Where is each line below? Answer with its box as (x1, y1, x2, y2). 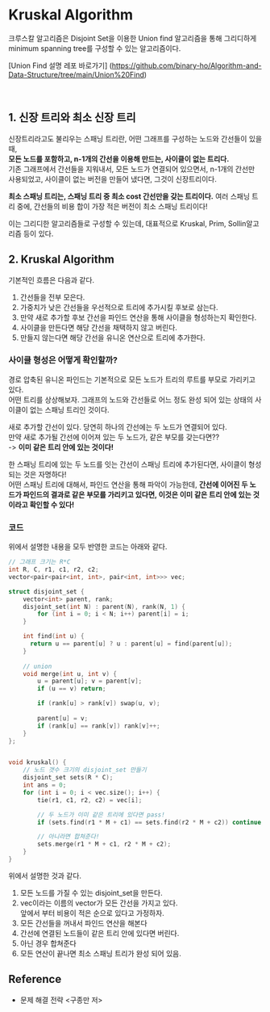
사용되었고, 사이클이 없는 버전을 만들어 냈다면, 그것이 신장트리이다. (8, 174, 218, 183)
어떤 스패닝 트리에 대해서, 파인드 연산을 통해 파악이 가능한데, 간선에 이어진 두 (8, 479, 248, 489)
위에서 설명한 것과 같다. (8, 871, 82, 880)
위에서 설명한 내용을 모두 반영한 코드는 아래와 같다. (8, 542, 168, 552)
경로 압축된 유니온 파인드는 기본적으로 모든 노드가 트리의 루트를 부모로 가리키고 (8, 374, 256, 384)
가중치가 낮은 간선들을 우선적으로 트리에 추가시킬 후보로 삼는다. (19, 302, 219, 312)
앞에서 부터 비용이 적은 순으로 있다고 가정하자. (19, 908, 165, 918)
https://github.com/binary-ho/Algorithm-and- (111, 61, 262, 70)
